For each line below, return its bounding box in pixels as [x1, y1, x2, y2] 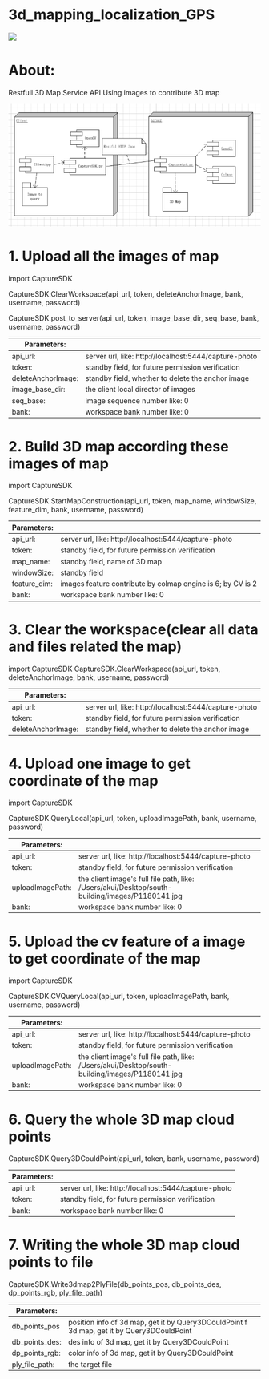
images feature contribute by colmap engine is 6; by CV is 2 [60, 579, 258, 588]
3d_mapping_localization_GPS [8, 6, 215, 24]
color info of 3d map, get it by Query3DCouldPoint [67, 1349, 234, 1358]
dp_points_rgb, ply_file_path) [8, 1288, 103, 1298]
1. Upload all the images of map [8, 247, 219, 265]
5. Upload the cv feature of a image [8, 932, 246, 951]
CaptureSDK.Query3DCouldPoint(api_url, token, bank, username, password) [8, 1154, 260, 1163]
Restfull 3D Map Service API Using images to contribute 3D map [8, 87, 220, 97]
